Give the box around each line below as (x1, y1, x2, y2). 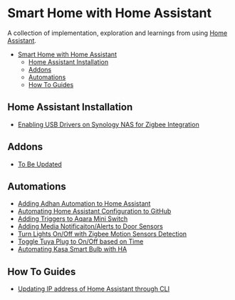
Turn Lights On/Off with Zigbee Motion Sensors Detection (17, 230, 187, 239)
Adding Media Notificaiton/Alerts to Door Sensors (17, 222, 164, 231)
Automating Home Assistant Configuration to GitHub (17, 207, 172, 216)
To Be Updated (17, 159, 62, 169)
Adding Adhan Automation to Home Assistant (17, 199, 151, 208)
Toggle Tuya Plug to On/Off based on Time (17, 237, 144, 246)
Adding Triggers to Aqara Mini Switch (17, 214, 128, 223)
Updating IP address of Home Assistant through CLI (17, 284, 170, 294)
